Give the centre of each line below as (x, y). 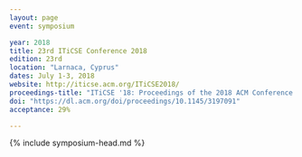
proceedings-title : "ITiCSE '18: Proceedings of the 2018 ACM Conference (151, 92)
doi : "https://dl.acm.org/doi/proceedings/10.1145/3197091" (125, 101)
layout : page (34, 18)
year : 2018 (30, 42)
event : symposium (42, 26)
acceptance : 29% (40, 109)
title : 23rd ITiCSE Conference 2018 (78, 51)
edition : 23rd (36, 60)
